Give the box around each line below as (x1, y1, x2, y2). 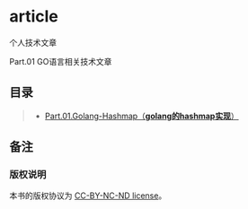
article (9, 6, 58, 27)
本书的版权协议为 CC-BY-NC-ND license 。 (9, 190, 167, 201)
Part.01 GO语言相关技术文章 (9, 56, 112, 66)
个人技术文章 (9, 37, 57, 48)
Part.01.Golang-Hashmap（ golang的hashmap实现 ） (44, 110, 240, 121)
